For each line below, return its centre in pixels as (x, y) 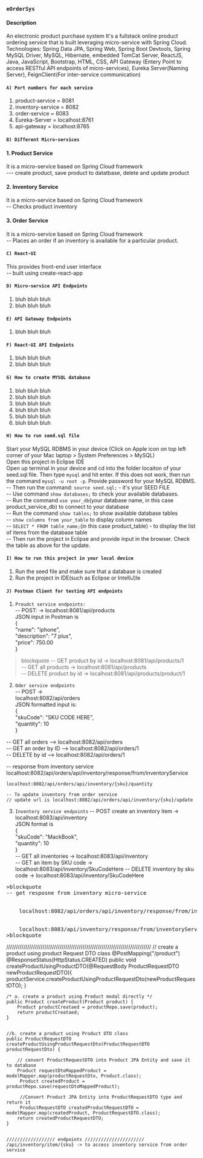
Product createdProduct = (52, 1081)
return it (19, 1103)
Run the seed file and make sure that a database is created (88, 571)
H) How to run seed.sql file (43, 436)
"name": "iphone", (37, 630)
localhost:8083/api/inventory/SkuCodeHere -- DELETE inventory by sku (105, 869)
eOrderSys (21, 9)
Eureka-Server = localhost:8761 (54, 120)
